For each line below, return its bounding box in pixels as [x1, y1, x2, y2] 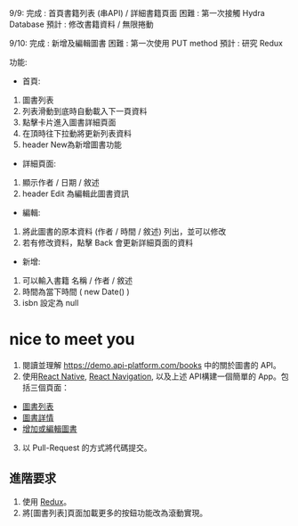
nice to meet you [9, 329, 135, 349]
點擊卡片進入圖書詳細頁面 [21, 117, 117, 127]
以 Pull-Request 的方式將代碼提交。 [21, 442, 153, 453]
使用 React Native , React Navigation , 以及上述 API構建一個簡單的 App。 [21, 371, 282, 382]
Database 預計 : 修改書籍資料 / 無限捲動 [9, 19, 154, 29]
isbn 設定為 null [21, 298, 79, 308]
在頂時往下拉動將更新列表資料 [21, 128, 132, 138]
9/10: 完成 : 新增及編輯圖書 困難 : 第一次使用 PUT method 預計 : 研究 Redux [9, 38, 283, 48]
